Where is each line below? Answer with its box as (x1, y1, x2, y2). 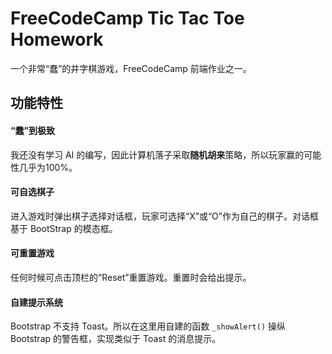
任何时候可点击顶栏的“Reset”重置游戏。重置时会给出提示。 (10, 271, 252, 283)
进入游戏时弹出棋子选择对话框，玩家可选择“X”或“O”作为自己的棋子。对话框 (10, 210, 319, 222)
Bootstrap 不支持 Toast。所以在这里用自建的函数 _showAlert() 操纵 (10, 320, 287, 332)
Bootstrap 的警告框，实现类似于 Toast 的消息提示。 (10, 333, 222, 345)
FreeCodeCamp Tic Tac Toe (10, 7, 245, 30)
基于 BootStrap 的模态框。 (10, 222, 118, 234)
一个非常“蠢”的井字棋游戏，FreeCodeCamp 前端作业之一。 (10, 62, 252, 74)
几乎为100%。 (18, 161, 78, 173)
